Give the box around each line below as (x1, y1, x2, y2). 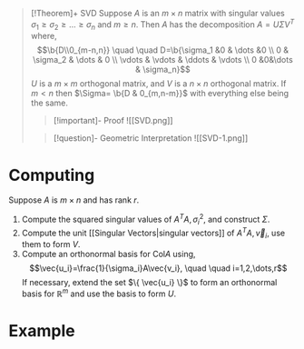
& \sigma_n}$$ (134, 64, 191, 75)
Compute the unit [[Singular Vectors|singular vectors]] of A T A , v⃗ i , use (21, 225, 286, 240)
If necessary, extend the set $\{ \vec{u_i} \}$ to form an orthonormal (21, 277, 278, 288)
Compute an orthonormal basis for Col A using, (21, 249, 196, 260)
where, (30, 31, 57, 42)
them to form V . (21, 239, 81, 250)
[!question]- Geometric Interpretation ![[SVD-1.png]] (53, 133, 249, 144)
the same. (30, 97, 69, 108)
